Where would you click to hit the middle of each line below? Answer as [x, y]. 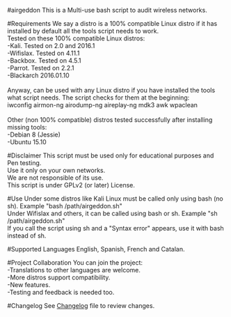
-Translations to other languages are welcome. [74, 270]
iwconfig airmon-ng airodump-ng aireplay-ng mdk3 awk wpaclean [103, 105]
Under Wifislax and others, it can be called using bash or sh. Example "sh [112, 213]
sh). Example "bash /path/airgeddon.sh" [65, 206]
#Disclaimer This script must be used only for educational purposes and [111, 155]
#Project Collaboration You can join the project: [75, 263]
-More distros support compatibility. [59, 277]
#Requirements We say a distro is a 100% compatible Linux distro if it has [112, 23]
